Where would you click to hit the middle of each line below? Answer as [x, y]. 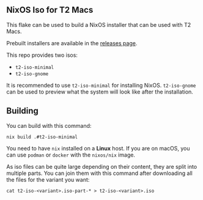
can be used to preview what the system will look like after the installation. [100, 92]
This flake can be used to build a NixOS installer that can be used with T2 [99, 24]
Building [22, 111]
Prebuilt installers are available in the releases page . [72, 43]
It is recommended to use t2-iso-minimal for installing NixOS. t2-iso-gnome [101, 85]
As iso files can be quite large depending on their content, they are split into [102, 166]
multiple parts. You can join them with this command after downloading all [99, 173]
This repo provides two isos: [42, 55]
